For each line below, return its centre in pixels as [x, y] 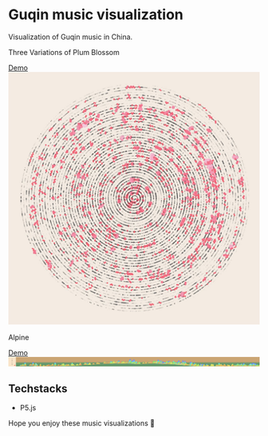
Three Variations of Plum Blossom [64, 52]
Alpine [19, 337]
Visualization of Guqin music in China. [71, 37]
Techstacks [38, 388]
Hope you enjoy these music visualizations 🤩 [82, 423]
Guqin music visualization [96, 15]
